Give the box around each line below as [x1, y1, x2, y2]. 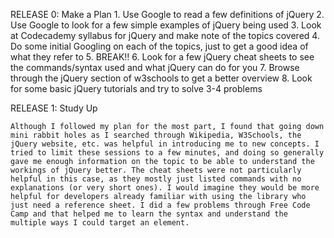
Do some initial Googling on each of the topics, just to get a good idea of [10, 40, 309, 52]
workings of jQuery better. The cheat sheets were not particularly [10, 165, 302, 175]
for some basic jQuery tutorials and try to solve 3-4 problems [10, 83, 263, 94]
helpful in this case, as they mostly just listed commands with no [10, 174, 302, 184]
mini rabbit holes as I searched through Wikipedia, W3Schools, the [10, 130, 302, 140]
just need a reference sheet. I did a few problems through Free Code [10, 200, 311, 210]
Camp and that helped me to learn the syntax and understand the [10, 209, 288, 219]
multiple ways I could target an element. [10, 218, 190, 228]
